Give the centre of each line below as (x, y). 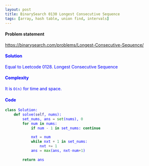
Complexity (17, 78)
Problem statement (25, 34)
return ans (33, 160)
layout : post (18, 9)
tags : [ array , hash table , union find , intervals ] (57, 18)
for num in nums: (40, 124)
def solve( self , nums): (38, 115)
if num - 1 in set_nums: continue (66, 128)
